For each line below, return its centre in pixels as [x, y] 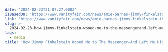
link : [11, 19]
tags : [11, 33]
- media [18, 38]
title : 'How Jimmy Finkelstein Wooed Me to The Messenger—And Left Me [80, 42]
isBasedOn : [16, 14]
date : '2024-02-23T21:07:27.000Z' [41, 10]
